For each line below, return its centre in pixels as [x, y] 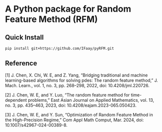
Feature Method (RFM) [52, 19]
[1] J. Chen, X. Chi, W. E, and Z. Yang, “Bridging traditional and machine [76, 75]
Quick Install [24, 37]
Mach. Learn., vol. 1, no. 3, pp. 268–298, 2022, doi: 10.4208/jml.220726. [77, 85]
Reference [21, 64]
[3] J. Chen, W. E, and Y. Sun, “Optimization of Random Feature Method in [79, 114]
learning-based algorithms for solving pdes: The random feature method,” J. [81, 80]
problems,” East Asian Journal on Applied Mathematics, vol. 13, [91, 100]
